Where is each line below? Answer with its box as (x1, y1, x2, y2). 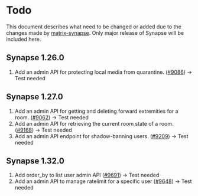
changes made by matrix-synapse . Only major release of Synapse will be (6, 29, 184, 36)
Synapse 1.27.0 (6, 92, 63, 102)
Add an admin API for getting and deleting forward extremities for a (14, 107, 178, 115)
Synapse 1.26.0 (6, 53, 65, 63)
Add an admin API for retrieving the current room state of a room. (14, 120, 174, 127)
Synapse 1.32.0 (6, 156, 65, 166)
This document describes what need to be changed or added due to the (6, 23, 181, 30)
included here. (6, 35, 41, 43)
